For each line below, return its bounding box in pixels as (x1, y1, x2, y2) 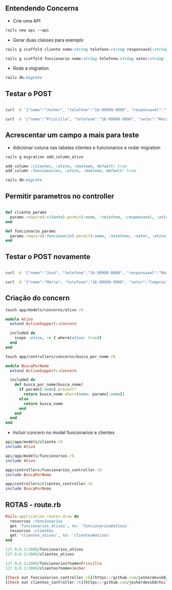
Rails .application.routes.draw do (5, 514, 79, 519)
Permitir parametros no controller (5, 192, 114, 200)
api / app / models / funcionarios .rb (5, 453, 74, 458)
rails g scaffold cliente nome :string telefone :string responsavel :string (5, 47, 168, 52)
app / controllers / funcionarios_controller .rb (5, 467, 102, 473)
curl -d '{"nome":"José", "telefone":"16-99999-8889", (5, 270, 125, 276)
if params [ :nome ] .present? (18, 387, 77, 392)
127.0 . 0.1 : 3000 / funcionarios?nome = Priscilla (5, 561, 102, 566)
